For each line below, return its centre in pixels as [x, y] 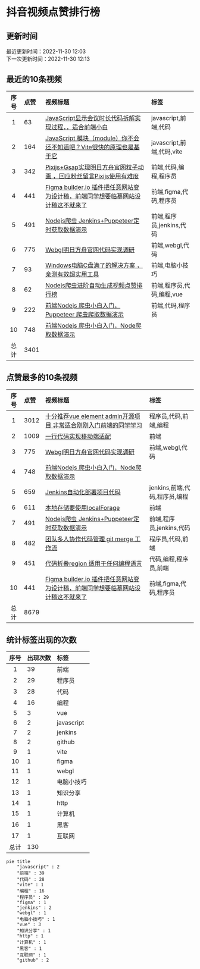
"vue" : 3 [29, 925]
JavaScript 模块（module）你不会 [93, 138]
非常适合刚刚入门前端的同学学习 [98, 425]
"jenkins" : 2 [34, 908]
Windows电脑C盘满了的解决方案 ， [94, 265]
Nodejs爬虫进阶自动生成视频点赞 [91, 285]
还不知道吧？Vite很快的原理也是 [90, 147]
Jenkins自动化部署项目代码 [83, 492]
